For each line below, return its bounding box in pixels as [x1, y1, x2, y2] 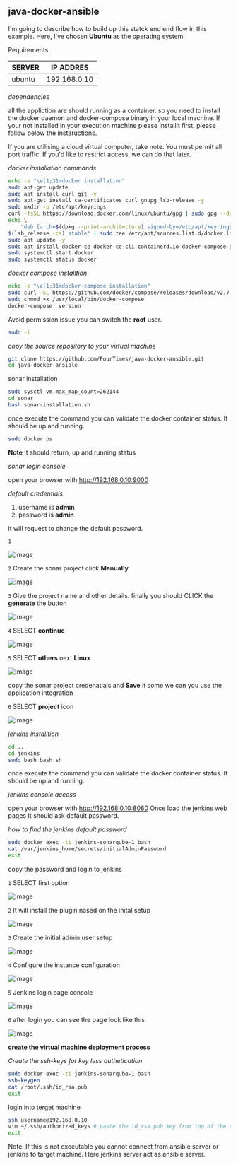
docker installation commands [8, 163, 97, 172]
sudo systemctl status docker [8, 256, 97, 264]
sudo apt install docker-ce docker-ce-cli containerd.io [8, 243, 179, 250]
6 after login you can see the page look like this [8, 1016, 145, 1024]
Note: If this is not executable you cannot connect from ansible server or [8, 1142, 219, 1151]
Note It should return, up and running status [8, 448, 136, 457]
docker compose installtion [8, 269, 88, 278]
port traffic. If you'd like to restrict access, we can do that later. [8, 150, 191, 158]
